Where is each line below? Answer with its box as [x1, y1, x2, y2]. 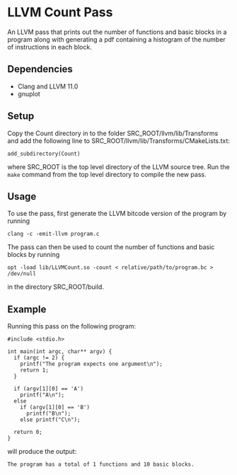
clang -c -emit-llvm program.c [7, 231, 100, 238]
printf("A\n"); [20, 391, 65, 399]
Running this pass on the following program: [7, 322, 137, 331]
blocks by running [7, 251, 60, 259]
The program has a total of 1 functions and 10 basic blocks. [7, 461, 195, 468]
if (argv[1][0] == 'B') [20, 404, 91, 411]
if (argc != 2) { [13, 355, 65, 362]
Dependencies [7, 63, 73, 75]
